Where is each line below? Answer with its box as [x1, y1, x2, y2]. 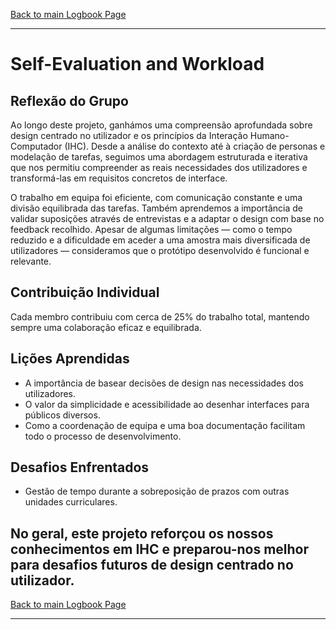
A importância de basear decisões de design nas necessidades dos [24, 377, 304, 389]
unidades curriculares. [24, 496, 118, 508]
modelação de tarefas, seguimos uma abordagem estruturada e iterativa [10, 151, 308, 163]
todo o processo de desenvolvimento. [24, 430, 182, 442]
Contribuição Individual [10, 284, 160, 301]
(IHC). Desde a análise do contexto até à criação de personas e [64, 140, 326, 152]
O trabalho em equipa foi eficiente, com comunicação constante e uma [10, 192, 303, 203]
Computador [10, 140, 63, 152]
